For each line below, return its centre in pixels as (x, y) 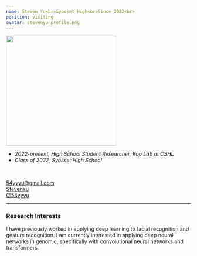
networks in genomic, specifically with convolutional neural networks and (95, 241)
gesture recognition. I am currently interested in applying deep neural (90, 235)
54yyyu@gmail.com (30, 183)
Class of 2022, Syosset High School (58, 160)
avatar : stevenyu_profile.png (43, 22)
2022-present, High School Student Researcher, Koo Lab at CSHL (94, 154)
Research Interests (34, 216)
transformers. (23, 247)
